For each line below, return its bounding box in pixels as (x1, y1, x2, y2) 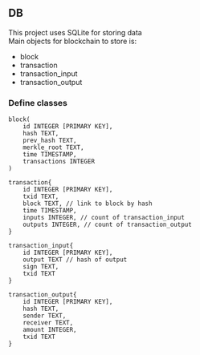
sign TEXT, (22, 263, 59, 271)
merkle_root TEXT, (22, 143, 84, 151)
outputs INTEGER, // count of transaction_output (22, 220, 193, 229)
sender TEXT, (22, 312, 67, 320)
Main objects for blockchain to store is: (8, 36, 137, 46)
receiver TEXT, (22, 319, 74, 327)
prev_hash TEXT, (22, 136, 78, 145)
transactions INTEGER (22, 158, 95, 166)
